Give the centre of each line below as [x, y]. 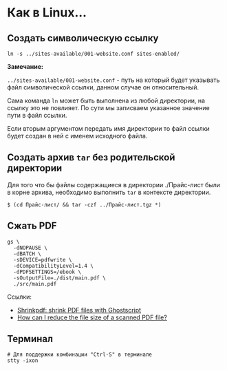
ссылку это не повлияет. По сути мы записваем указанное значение [108, 108]
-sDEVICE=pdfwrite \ [43, 259]
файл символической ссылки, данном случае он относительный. [103, 87]
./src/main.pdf [35, 284]
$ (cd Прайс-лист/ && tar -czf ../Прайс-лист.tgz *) [84, 204]
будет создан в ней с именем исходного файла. [77, 136]
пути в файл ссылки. [37, 115]
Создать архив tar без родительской [91, 157]
